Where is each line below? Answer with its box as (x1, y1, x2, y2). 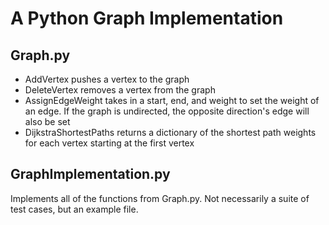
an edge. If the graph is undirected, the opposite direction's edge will (24, 105, 310, 117)
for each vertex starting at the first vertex (24, 137, 195, 149)
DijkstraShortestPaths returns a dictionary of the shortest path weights (24, 127, 317, 138)
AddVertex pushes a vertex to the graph (24, 73, 190, 85)
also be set (24, 116, 71, 127)
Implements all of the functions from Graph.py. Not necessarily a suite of (10, 192, 310, 204)
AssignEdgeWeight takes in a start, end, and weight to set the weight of (24, 95, 320, 106)
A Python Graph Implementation (10, 7, 284, 30)
